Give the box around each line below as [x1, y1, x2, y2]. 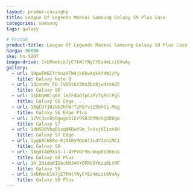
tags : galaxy [6, 25, 39, 32]
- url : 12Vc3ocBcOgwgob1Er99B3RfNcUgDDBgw [11, 115, 120, 121]
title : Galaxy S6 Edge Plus [17, 109, 87, 115]
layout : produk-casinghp [6, 8, 69, 15]
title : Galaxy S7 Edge [17, 132, 74, 138]
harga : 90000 [6, 48, 39, 54]
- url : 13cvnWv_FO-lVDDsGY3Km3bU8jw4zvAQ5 [11, 82, 120, 88]
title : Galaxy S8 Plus [17, 155, 74, 161]
